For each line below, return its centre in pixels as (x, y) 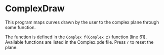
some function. (20, 27)
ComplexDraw (35, 9)
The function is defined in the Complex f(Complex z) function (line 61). (76, 37)
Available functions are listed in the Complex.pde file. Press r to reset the (80, 42)
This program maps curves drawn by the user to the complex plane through (82, 22)
